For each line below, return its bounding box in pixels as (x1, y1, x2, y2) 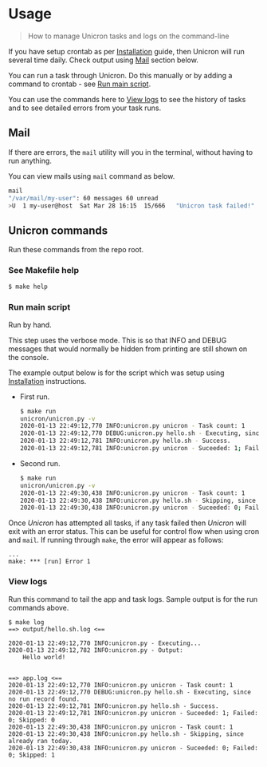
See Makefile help (8, 265, 80, 276)
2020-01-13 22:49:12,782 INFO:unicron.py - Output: (8, 646, 183, 654)
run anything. (8, 156, 52, 165)
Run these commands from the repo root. (8, 245, 144, 255)
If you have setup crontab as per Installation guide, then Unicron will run (8, 46, 245, 56)
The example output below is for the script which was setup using (8, 368, 225, 378)
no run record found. (8, 695, 80, 703)
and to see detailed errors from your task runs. (8, 103, 162, 113)
